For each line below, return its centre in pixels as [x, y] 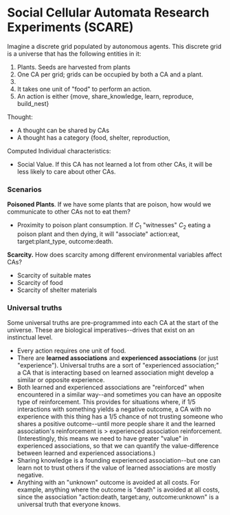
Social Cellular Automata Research [108, 13]
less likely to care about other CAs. [66, 171]
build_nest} [33, 103]
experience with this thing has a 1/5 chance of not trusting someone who [120, 417]
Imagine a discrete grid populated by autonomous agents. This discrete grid [114, 46]
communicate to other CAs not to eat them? [69, 212]
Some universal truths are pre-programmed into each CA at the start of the [113, 323]
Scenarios [25, 189]
